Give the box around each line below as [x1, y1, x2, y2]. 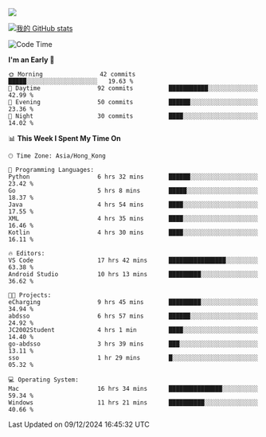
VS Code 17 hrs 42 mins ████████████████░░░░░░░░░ [8, 256, 259, 264]
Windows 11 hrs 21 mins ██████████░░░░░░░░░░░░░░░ [8, 399, 259, 407]
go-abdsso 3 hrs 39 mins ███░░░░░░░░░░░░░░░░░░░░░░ [8, 340, 259, 348]
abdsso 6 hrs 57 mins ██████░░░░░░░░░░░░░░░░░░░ [8, 312, 259, 320]
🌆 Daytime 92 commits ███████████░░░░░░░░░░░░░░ [8, 84, 259, 92]
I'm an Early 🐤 [8, 55, 55, 64]
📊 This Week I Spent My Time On [8, 134, 121, 142]
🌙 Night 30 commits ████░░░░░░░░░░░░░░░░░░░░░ [8, 112, 259, 120]
